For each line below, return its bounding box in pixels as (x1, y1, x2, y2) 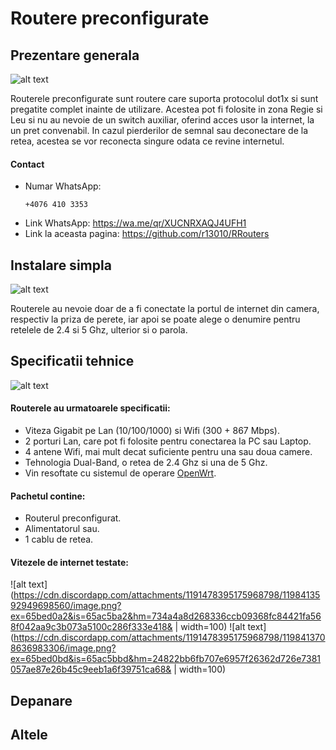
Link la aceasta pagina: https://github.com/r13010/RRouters (24, 228, 270, 240)
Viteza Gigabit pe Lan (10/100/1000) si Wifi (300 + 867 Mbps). (24, 425, 281, 437)
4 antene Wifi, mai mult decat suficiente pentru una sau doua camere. (24, 446, 313, 458)
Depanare (10, 692, 73, 709)
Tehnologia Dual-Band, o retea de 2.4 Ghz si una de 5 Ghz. (24, 457, 268, 469)
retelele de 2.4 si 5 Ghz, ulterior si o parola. (10, 324, 188, 336)
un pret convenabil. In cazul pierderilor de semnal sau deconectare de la (10, 125, 308, 136)
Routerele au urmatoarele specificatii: (10, 402, 171, 414)
